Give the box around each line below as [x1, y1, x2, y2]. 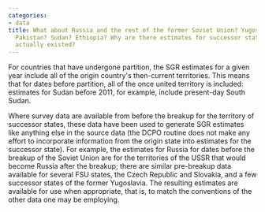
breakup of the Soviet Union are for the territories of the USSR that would [8, 153, 246, 162]
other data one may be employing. [8, 195, 120, 205]
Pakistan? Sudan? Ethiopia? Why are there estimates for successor [15, 33, 242, 42]
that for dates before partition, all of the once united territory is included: [8, 80, 244, 89]
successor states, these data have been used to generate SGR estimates [8, 120, 244, 129]
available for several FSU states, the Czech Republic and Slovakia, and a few [8, 170, 257, 180]
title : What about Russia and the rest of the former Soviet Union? [8, 26, 238, 34]
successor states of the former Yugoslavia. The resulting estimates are [8, 178, 238, 188]
